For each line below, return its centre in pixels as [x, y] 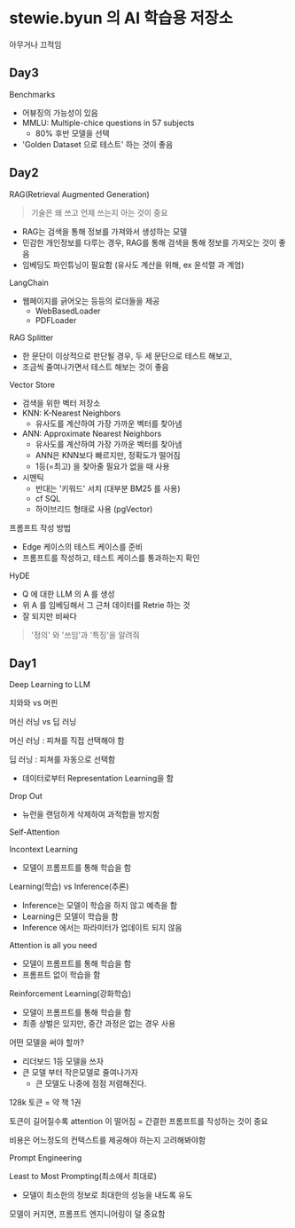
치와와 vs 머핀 [34, 703]
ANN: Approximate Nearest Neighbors [92, 433]
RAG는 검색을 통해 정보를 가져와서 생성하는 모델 [105, 231]
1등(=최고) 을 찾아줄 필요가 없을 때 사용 [102, 466]
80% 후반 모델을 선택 [72, 133]
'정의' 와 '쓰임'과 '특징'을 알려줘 [85, 635]
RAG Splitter [31, 337]
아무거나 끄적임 [35, 44]
